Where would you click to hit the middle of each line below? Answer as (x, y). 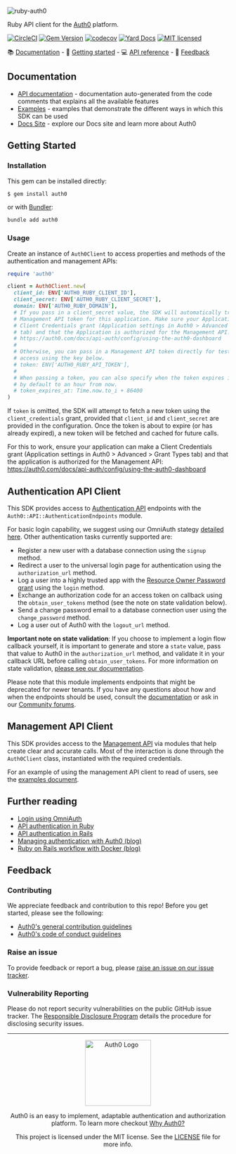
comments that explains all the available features (88, 101)
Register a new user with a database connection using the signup (112, 550)
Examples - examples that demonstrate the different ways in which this (120, 108)
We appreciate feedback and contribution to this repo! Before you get (108, 905)
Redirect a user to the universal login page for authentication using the (119, 565)
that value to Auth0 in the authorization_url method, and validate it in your (116, 653)
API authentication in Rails (55, 833)
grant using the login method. (61, 587)
